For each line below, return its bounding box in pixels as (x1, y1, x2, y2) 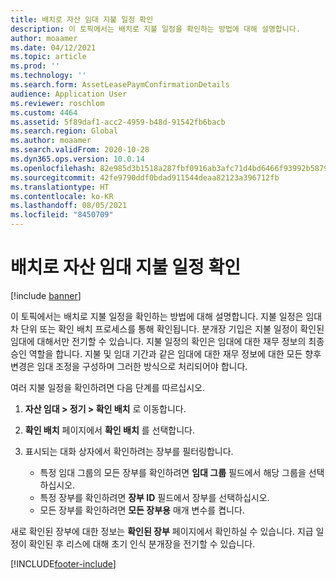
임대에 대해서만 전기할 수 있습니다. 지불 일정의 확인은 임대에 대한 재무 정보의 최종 (10, 335, 325, 347)
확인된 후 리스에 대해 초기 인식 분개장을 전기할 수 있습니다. (28, 537, 256, 550)
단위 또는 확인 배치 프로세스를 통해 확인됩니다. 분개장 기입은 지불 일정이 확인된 (20, 322, 325, 335)
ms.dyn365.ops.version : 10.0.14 (10, 154, 145, 164)
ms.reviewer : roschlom (10, 98, 105, 108)
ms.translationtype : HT (10, 182, 110, 192)
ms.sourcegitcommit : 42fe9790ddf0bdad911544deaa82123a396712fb (10, 172, 280, 183)
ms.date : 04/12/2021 (10, 42, 97, 53)
